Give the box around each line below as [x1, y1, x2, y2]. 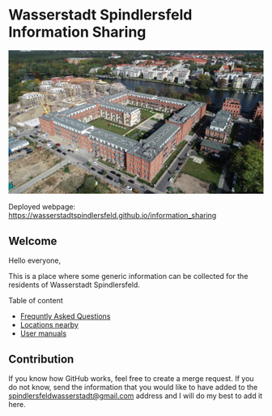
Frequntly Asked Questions [19, 311, 111, 321]
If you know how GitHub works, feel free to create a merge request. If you [8, 374, 254, 384]
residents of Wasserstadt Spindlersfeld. [8, 280, 140, 289]
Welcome [8, 234, 57, 248]
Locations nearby [19, 320, 79, 330]
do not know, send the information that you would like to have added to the [8, 383, 258, 392]
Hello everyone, [8, 255, 62, 265]
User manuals [19, 328, 67, 338]
